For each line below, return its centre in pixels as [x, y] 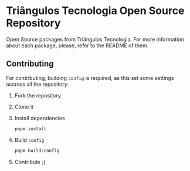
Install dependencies [40, 118]
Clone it [24, 107]
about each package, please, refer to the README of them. [77, 46]
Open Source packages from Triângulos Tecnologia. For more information [95, 39]
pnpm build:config [37, 151]
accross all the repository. [38, 84]
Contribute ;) [30, 162]
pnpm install [30, 129]
